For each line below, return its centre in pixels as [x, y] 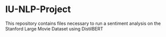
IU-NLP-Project [38, 9]
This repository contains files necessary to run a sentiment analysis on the [83, 23]
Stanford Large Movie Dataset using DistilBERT [54, 28]
